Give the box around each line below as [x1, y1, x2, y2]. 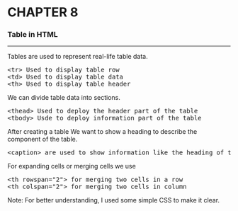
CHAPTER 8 [7, 4, 79, 21]
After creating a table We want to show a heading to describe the [7, 127, 198, 136]
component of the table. [7, 135, 78, 144]
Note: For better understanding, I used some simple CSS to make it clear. [7, 196, 220, 205]
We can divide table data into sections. [7, 93, 120, 102]
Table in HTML [7, 30, 58, 40]
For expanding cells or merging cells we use [7, 162, 136, 171]
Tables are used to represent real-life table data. [7, 52, 148, 61]
